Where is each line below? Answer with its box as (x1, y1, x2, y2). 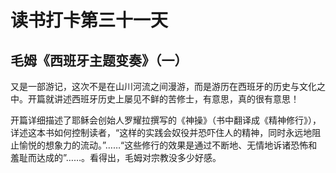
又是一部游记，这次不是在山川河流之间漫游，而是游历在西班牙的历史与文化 (10, 81, 317, 92)
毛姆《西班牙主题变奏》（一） (10, 52, 188, 69)
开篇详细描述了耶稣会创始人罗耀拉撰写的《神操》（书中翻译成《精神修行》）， (10, 114, 322, 126)
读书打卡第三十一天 (10, 9, 169, 32)
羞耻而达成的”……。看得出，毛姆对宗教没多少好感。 (10, 152, 222, 163)
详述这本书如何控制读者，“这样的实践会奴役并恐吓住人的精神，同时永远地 (10, 127, 313, 138)
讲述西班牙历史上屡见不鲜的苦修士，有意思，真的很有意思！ (53, 93, 300, 105)
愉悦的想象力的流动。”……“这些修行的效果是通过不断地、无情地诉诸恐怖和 (18, 139, 318, 151)
